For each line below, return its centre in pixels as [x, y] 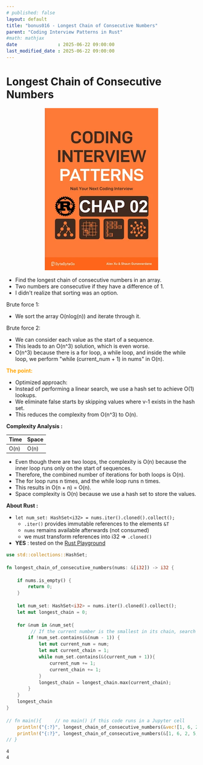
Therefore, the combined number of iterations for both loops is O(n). [100, 475]
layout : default [27, 19]
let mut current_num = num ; [74, 644]
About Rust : [22, 506]
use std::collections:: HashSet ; [47, 555]
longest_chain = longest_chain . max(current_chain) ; [105, 682]
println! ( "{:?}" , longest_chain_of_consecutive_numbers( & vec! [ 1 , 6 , [105, 727]
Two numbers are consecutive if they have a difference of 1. [89, 286]
